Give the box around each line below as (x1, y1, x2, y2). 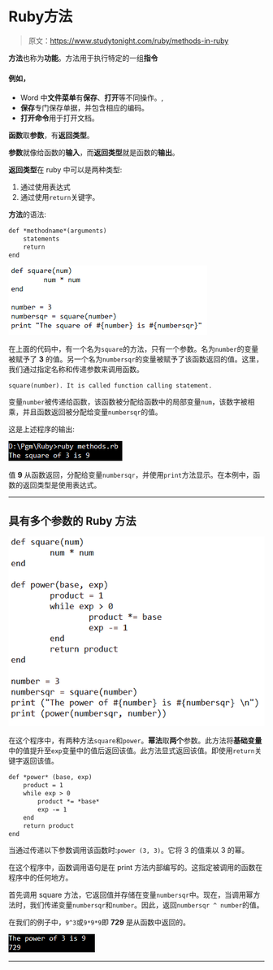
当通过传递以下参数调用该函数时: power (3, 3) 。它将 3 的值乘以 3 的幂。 (8, 845, 249, 855)
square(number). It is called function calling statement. (8, 382, 213, 390)
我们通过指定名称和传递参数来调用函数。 (8, 365, 144, 375)
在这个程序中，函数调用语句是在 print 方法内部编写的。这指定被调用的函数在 (8, 862, 263, 872)
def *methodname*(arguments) (8, 227, 107, 236)
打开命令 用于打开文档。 (19, 113, 99, 123)
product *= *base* (37, 797, 100, 805)
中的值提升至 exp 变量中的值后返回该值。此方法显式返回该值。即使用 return (8, 745, 255, 756)
